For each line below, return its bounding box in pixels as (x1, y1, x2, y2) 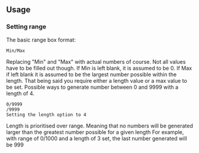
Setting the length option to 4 (6, 111, 86, 118)
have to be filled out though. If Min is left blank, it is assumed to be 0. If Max (6, 64, 192, 71)
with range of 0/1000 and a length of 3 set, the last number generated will (6, 135, 188, 142)
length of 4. (6, 89, 35, 97)
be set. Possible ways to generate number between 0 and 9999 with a (6, 83, 179, 90)
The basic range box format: (6, 36, 76, 43)
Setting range (6, 23, 46, 31)
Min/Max (6, 48, 26, 54)
